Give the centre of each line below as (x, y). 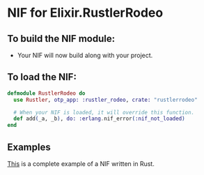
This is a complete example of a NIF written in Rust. (81, 164)
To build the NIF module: (61, 39)
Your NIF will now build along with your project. (85, 55)
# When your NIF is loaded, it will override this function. (104, 112)
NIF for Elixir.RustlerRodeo (85, 13)
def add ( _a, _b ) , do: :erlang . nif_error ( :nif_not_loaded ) (100, 119)
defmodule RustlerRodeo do (46, 93)
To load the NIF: (42, 77)
